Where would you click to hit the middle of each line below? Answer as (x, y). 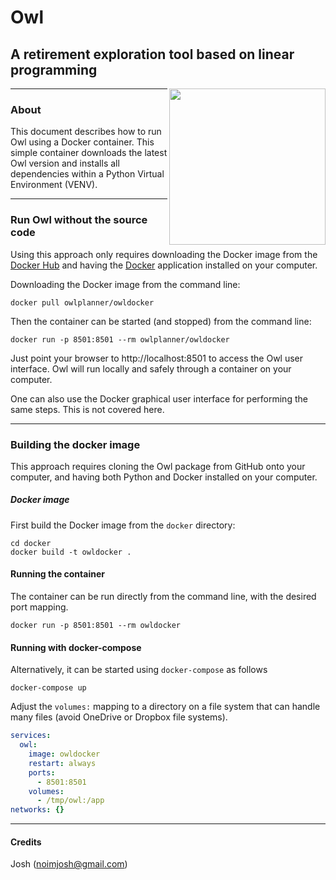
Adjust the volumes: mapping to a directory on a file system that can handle (165, 707)
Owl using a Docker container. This (82, 142)
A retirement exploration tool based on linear (152, 54)
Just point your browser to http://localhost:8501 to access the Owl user (157, 358)
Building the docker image (75, 444)
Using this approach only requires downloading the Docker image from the (164, 254)
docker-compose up (48, 688)
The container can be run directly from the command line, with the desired (163, 597)
